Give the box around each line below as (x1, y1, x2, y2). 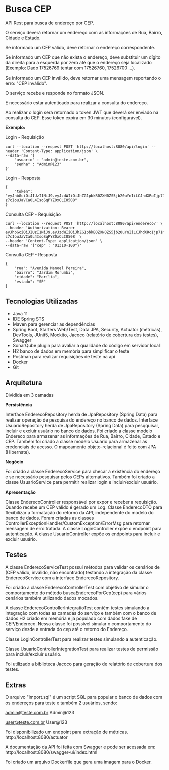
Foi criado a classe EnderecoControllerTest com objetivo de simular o (5, 585, 149, 591)
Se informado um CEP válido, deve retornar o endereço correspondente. (5, 44, 156, 50)
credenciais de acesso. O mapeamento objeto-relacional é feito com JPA (5, 444, 156, 450)
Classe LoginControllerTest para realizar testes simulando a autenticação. (5, 636, 158, 642)
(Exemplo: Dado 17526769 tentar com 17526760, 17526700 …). (5, 65, 136, 71)
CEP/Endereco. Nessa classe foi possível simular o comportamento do (5, 621, 151, 627)
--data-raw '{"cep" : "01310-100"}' (5, 243, 82, 248)
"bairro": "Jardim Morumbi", (14, 270, 75, 275)
